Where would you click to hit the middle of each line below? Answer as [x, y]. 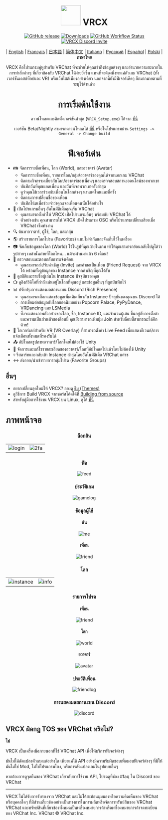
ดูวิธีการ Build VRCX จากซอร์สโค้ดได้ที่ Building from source [68, 394]
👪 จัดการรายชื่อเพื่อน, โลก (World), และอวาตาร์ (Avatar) [63, 168]
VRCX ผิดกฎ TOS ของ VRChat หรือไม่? [60, 729]
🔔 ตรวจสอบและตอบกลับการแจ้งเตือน [43, 259]
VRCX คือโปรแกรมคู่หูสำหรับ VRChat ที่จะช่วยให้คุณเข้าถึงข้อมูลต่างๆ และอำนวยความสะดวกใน [84, 67]
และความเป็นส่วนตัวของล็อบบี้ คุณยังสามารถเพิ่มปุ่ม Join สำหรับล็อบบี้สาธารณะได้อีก [89, 319]
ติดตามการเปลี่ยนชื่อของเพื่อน [44, 198]
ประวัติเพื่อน [84, 678]
